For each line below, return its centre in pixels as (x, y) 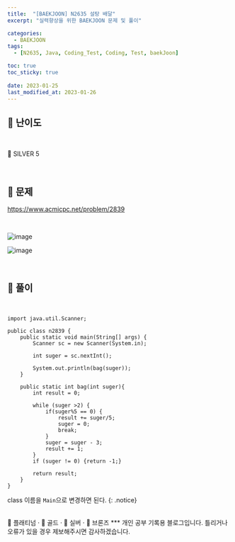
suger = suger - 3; (74, 442)
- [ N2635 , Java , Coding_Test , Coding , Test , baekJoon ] (96, 53)
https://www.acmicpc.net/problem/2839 (66, 209)
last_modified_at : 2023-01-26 (52, 92)
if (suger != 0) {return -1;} (77, 461)
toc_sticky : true (33, 72)
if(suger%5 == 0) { (74, 412)
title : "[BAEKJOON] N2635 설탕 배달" (62, 14)
